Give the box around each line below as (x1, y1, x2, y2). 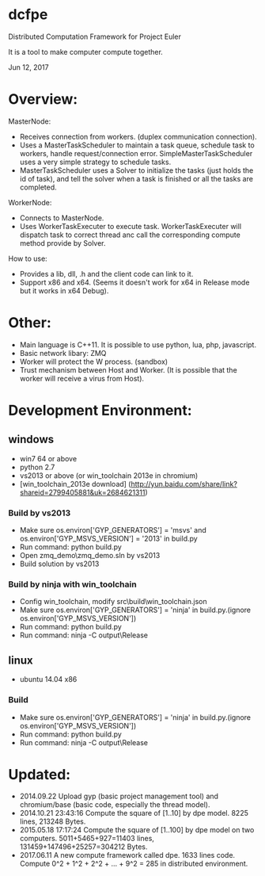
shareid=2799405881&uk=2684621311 (19, 488, 146, 497)
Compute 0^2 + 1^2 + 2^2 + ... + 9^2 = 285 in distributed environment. (19, 859, 248, 869)
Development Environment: (8, 402, 192, 419)
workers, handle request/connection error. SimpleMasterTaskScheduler (19, 148, 253, 158)
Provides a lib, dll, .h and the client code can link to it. (19, 269, 194, 278)
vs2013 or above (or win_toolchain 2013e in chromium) (19, 470, 199, 480)
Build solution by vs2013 (19, 559, 100, 568)
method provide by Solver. (19, 238, 106, 247)
